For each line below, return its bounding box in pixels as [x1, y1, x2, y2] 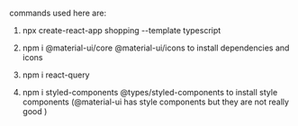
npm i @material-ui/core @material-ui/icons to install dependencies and [22, 42, 290, 53]
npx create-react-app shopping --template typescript [22, 25, 221, 35]
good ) [22, 106, 48, 116]
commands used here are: [9, 8, 106, 18]
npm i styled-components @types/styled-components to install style [22, 87, 278, 97]
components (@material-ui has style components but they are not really [22, 96, 290, 107]
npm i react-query [22, 69, 90, 80]
